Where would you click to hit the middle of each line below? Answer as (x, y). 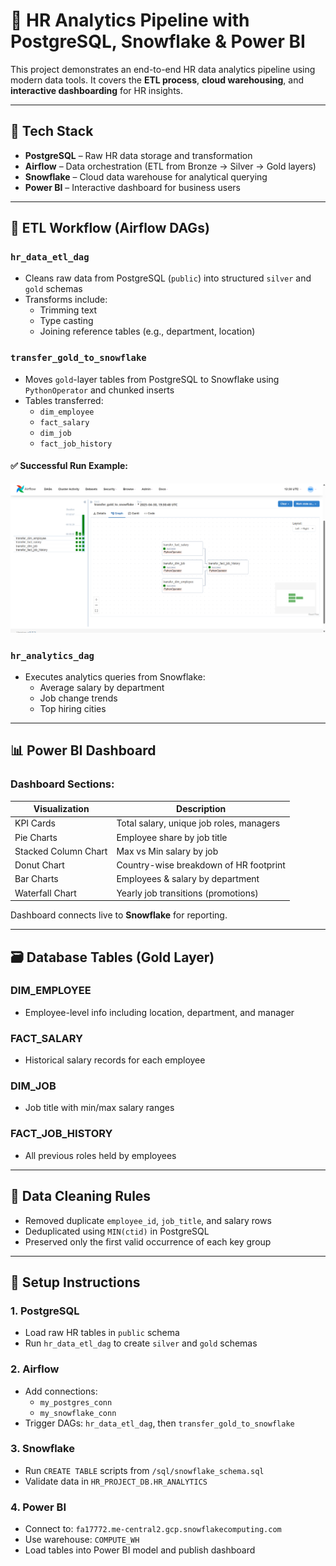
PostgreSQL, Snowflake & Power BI (158, 41)
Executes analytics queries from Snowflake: (115, 676)
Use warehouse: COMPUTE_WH (82, 1540)
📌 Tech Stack (52, 131)
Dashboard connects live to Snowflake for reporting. (119, 915)
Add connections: (61, 1391)
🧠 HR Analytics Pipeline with (130, 20)
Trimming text (68, 310)
